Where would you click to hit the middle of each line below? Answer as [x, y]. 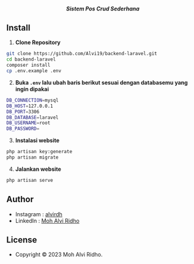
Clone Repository [38, 42]
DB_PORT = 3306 [23, 111]
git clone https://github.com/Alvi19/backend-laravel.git [82, 54]
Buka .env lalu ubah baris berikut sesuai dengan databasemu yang [101, 82]
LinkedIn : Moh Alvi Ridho [47, 221]
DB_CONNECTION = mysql [33, 100]
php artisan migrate [33, 157]
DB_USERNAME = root [28, 123]
